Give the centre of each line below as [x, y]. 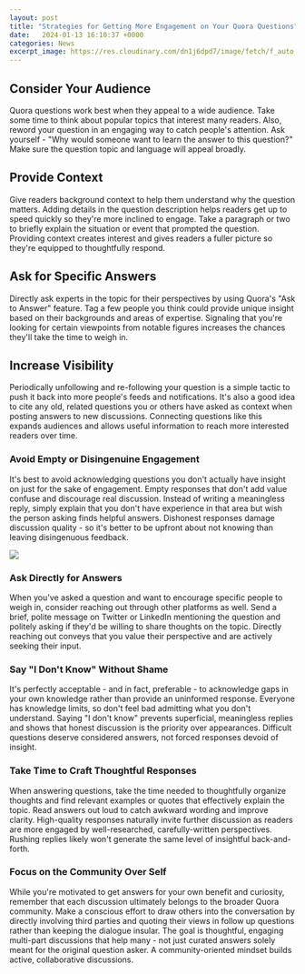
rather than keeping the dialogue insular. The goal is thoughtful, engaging [147, 930]
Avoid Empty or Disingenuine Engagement [104, 459]
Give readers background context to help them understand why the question [152, 199]
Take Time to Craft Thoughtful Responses [103, 771]
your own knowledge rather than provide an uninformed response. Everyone [152, 699]
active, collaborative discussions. [72, 959]
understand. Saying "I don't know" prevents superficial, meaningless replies [151, 718]
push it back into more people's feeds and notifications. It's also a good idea [152, 397]
